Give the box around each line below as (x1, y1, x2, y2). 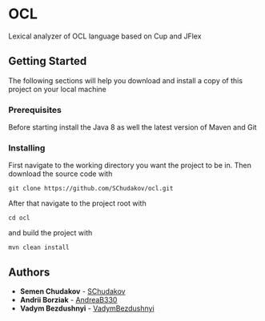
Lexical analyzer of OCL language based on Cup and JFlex (8, 31, 202, 41)
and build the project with (8, 228, 93, 238)
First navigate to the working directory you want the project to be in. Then (8, 161, 252, 171)
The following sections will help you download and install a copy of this (8, 75, 243, 85)
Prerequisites (8, 104, 62, 115)
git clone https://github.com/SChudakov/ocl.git (8, 185, 174, 193)
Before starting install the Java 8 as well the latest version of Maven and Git (8, 122, 258, 132)
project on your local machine (8, 84, 106, 94)
